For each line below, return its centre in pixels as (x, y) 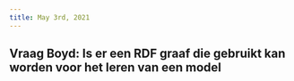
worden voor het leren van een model (115, 68)
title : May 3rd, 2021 (50, 17)
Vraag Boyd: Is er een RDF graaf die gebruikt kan (147, 54)
